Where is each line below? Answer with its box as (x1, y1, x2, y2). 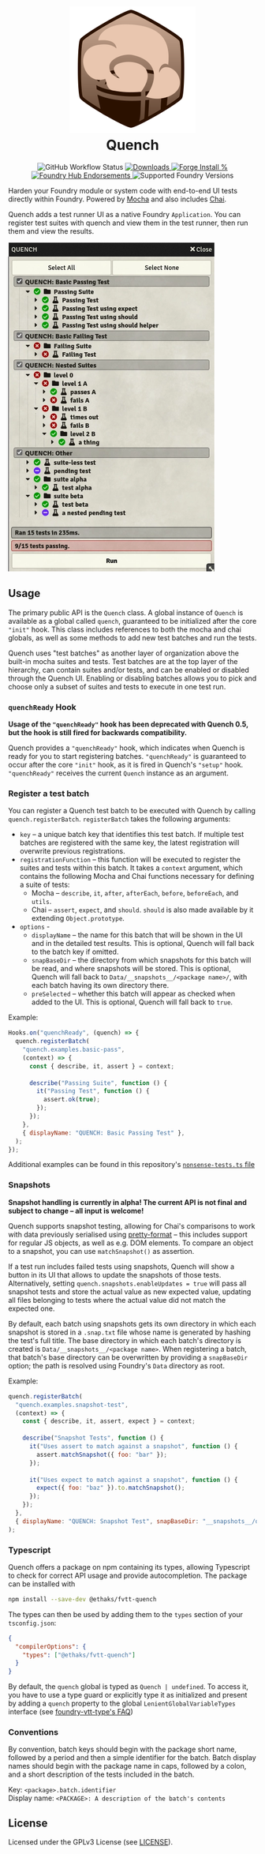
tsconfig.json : (8, 1618, 57, 1627)
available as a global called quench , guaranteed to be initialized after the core (8, 616, 257, 625)
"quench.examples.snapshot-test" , (15, 1401, 129, 1409)
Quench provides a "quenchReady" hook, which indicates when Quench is (8, 743, 245, 752)
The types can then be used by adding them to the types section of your (8, 1609, 243, 1619)
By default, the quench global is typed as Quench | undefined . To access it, (8, 1682, 248, 1691)
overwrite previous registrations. (19, 846, 125, 856)
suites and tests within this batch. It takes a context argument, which (19, 863, 243, 873)
